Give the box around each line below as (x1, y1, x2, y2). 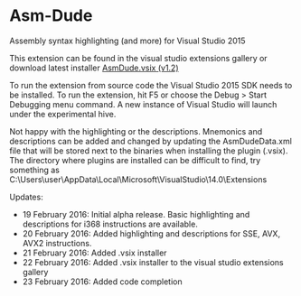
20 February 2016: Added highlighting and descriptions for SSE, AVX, (22, 227, 281, 239)
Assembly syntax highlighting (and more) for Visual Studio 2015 (9, 35, 246, 46)
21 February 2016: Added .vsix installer (22, 247, 167, 258)
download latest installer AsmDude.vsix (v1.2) (9, 62, 179, 73)
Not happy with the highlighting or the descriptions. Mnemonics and (9, 125, 263, 136)
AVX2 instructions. (22, 237, 92, 248)
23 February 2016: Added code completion (22, 276, 183, 287)
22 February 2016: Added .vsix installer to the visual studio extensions (22, 256, 284, 267)
